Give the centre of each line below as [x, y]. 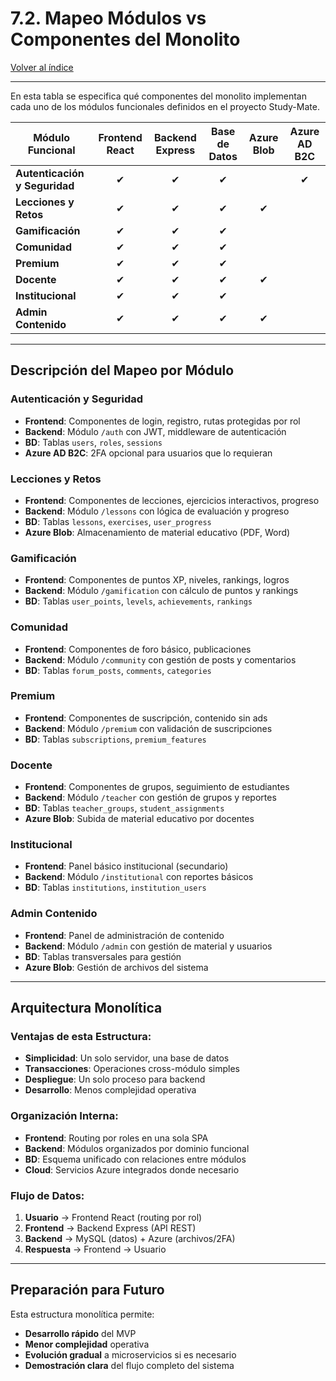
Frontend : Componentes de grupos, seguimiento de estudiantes [157, 787]
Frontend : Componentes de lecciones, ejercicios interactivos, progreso [172, 500]
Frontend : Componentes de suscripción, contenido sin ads [146, 718]
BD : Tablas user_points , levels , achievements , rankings [138, 601]
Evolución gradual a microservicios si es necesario [130, 1354]
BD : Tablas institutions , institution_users [115, 888]
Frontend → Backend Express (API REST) [110, 1228]
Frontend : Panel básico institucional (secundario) [126, 866]
